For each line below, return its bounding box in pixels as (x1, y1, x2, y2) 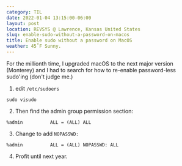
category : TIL (6, 9, 43, 15)
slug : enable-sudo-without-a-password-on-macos (6, 32, 130, 38)
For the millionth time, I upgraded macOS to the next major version (6, 59, 174, 67)
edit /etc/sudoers (15, 85, 60, 92)
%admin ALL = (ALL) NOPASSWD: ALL (6, 141, 119, 148)
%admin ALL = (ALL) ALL (6, 119, 92, 126)
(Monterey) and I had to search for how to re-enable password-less (6, 66, 176, 74)
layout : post (6, 20, 40, 26)
